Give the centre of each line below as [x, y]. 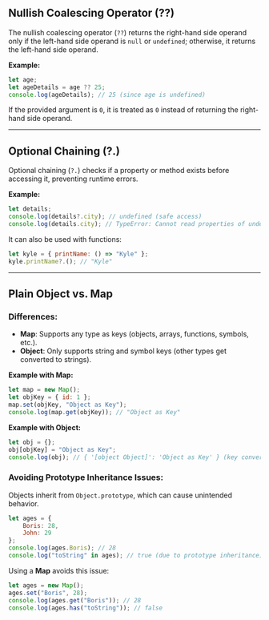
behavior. [24, 503]
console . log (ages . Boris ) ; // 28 [62, 548]
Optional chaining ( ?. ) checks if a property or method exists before [119, 171]
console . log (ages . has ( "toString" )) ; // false [85, 608]
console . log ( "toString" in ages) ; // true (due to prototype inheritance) [136, 556]
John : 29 [37, 533]
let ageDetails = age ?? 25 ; [57, 87]
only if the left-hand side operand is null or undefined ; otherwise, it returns [132, 41]
